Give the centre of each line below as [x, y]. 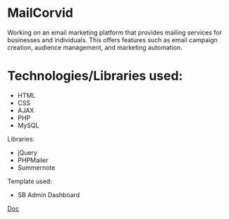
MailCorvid [41, 13]
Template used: [30, 181]
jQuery [27, 152]
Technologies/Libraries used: [95, 76]
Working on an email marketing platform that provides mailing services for [114, 32]
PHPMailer [33, 160]
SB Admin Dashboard [49, 194]
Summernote [36, 168]
